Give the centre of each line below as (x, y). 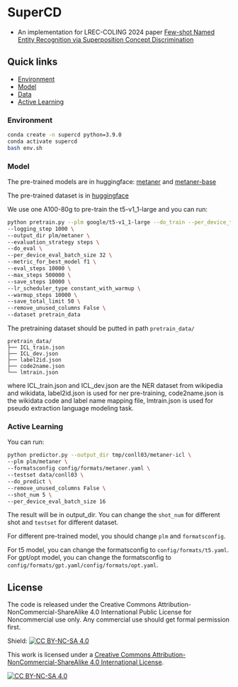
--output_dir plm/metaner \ (49, 235)
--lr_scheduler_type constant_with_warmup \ (74, 288)
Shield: (17, 641)
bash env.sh (25, 148)
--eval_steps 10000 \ (39, 269)
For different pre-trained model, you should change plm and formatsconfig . (117, 536)
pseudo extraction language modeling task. (70, 409)
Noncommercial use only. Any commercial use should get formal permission (119, 620)
